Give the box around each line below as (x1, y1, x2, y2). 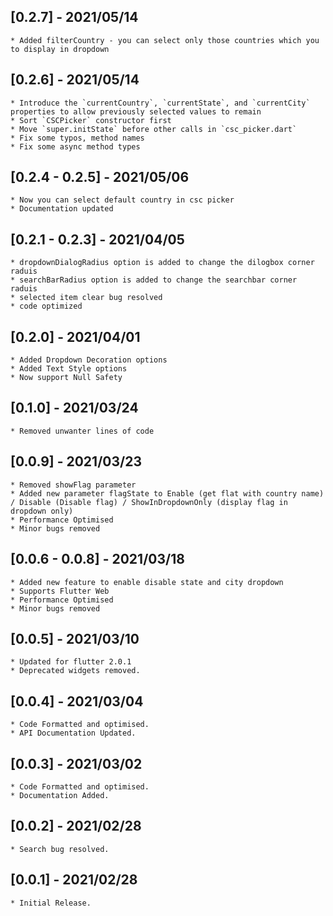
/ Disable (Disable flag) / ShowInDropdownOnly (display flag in (10, 497, 288, 507)
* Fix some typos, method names (10, 133, 145, 143)
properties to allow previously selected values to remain (10, 106, 262, 117)
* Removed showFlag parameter (10, 480, 137, 490)
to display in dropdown (10, 44, 110, 54)
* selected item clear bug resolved (10, 293, 163, 303)
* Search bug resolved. (10, 844, 110, 854)
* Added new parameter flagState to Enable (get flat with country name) (10, 488, 325, 499)
